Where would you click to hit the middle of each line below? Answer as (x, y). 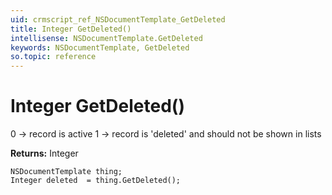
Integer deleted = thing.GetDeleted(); (96, 181)
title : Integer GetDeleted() (71, 29)
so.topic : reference (53, 57)
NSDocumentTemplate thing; (66, 172)
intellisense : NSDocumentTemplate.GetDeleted (106, 38)
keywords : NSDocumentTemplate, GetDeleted (100, 47)
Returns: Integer (44, 153)
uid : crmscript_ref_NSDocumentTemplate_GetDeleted (118, 19)
